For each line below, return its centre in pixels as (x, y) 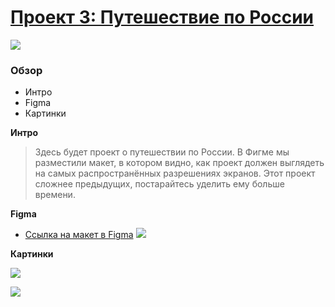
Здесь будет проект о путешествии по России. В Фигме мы (162, 152)
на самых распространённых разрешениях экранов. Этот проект (175, 173)
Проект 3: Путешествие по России (162, 17)
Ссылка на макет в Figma (79, 235)
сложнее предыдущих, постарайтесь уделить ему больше (159, 184)
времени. (55, 195)
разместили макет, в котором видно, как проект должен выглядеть (179, 163)
